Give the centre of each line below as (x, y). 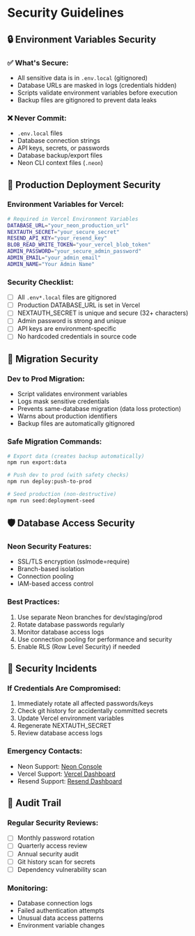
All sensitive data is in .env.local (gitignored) (83, 77)
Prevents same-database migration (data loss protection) (99, 409)
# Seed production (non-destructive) (62, 494)
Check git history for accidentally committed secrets (93, 711)
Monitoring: (28, 888)
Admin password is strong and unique (72, 321)
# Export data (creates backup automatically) (76, 456)
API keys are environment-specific (67, 329)
